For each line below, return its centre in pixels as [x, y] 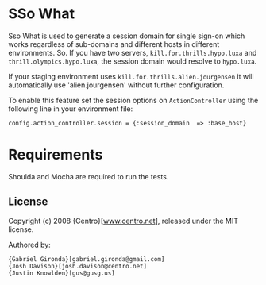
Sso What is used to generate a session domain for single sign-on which [127, 36]
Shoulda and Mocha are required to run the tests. [89, 176]
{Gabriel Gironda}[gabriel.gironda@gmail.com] [87, 259]
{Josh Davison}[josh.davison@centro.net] [78, 266]
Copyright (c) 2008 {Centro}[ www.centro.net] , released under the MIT [123, 221]
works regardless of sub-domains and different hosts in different [114, 44]
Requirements [56, 155]
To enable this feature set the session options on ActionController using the [133, 100]
